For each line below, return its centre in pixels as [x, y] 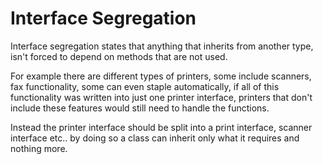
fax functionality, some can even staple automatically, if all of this [145, 86]
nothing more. [39, 148]
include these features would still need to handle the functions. [140, 108]
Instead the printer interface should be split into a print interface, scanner [161, 127]
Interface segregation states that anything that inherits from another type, [162, 46]
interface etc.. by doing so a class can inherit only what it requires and [155, 138]
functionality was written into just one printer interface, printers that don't [161, 97]
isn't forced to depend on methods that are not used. [119, 56]
